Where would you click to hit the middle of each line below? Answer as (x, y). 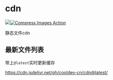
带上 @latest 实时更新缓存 (30, 62)
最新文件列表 (25, 50)
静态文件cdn (18, 33)
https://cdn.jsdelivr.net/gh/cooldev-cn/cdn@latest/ (56, 72)
